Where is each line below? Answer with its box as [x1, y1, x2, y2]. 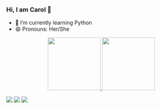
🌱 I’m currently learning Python [14, 19, 92, 26]
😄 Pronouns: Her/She [14, 25, 70, 33]
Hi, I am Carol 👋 [6, 5, 52, 14]
